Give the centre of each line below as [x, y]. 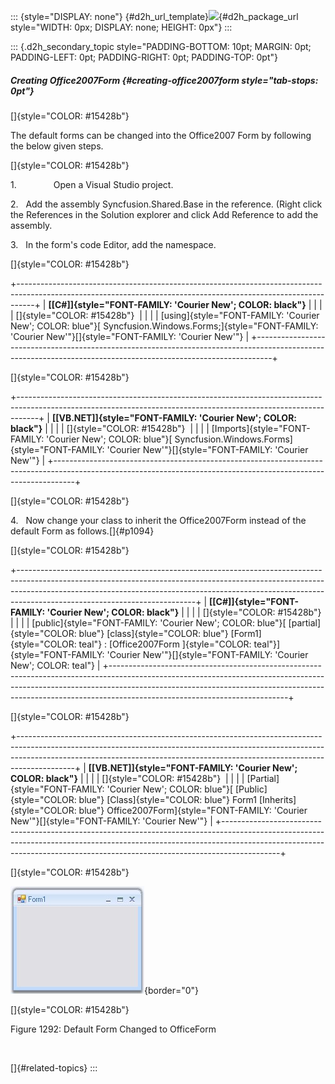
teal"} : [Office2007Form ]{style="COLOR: [165, 644]
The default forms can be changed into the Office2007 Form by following [161, 135]
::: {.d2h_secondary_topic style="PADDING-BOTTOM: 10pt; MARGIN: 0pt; [161, 46]
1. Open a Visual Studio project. [92, 184]
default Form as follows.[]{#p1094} [82, 531]
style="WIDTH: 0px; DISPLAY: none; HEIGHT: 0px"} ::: [121, 27]
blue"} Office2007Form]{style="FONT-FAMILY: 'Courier [193, 810]
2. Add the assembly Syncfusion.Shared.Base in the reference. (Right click [166, 204]
